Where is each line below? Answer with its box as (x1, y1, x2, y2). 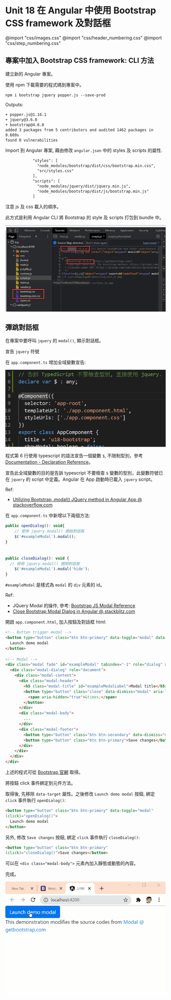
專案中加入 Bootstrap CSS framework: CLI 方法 (5, 56, 154, 65)
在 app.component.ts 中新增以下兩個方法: (5, 513, 91, 519)
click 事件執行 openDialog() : (5, 797, 66, 804)
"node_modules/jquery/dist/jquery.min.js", (37, 184, 131, 189)
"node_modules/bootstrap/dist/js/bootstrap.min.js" (37, 189, 149, 194)
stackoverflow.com (12, 502, 53, 508)
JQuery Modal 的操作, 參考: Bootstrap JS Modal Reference (12, 603, 136, 609)
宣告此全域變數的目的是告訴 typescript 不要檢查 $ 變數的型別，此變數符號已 (5, 470, 163, 476)
